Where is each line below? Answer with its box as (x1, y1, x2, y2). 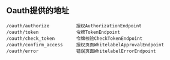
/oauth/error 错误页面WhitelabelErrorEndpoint (6, 48, 156, 54)
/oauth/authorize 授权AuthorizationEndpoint (6, 23, 142, 29)
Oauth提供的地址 (6, 5, 70, 16)
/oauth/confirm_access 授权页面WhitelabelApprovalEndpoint (6, 42, 164, 48)
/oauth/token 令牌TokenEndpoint (6, 29, 120, 35)
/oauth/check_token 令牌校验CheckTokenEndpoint (6, 35, 143, 42)
